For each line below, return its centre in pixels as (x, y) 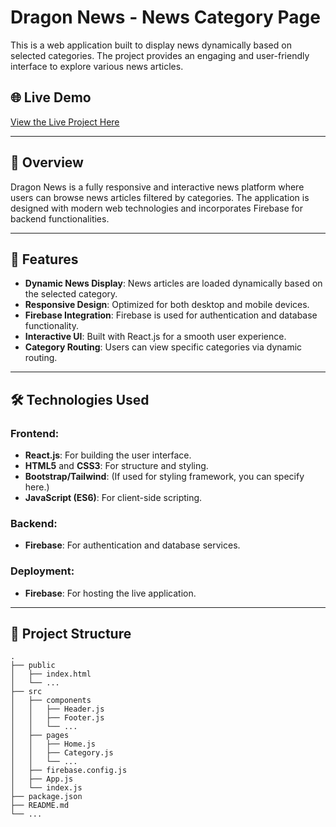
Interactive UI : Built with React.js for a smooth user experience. (155, 337)
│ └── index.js (46, 788)
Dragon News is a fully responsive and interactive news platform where (157, 187)
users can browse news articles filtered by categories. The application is (160, 197)
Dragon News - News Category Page (165, 17)
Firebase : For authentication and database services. (132, 545)
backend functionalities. (60, 218)
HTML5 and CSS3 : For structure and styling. (116, 466)
